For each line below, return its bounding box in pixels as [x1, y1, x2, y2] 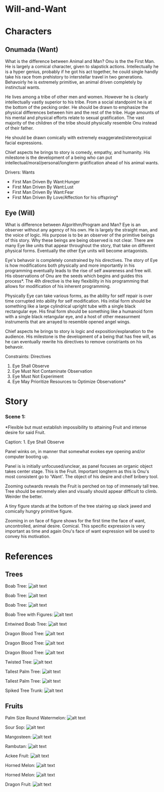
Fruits [5, 702, 23, 710]
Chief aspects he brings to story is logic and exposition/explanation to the [5, 329, 154, 334]
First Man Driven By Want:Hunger [12, 179, 80, 185]
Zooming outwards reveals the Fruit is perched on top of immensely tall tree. [5, 483, 159, 489]
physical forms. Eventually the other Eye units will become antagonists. [5, 248, 148, 254]
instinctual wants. [5, 84, 41, 90]
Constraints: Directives [5, 354, 51, 359]
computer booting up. [5, 454, 49, 460]
